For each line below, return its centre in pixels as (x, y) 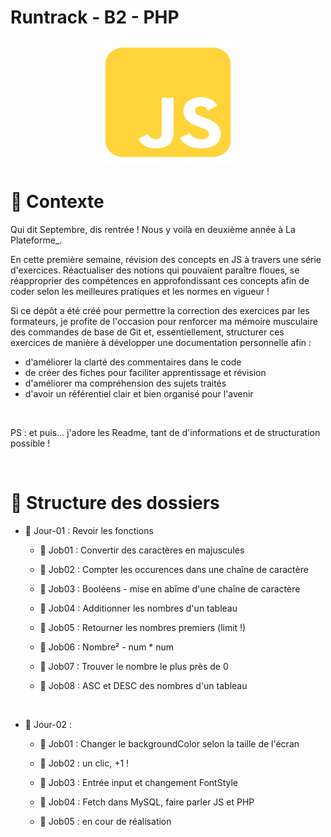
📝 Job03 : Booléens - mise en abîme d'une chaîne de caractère (170, 588)
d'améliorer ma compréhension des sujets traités (125, 383)
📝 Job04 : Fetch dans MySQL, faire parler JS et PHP (147, 802)
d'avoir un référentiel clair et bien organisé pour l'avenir (139, 393)
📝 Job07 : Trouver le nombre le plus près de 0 (134, 666)
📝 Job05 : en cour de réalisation (105, 821)
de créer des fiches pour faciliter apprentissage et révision (145, 372)
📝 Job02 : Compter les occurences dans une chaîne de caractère (174, 569)
